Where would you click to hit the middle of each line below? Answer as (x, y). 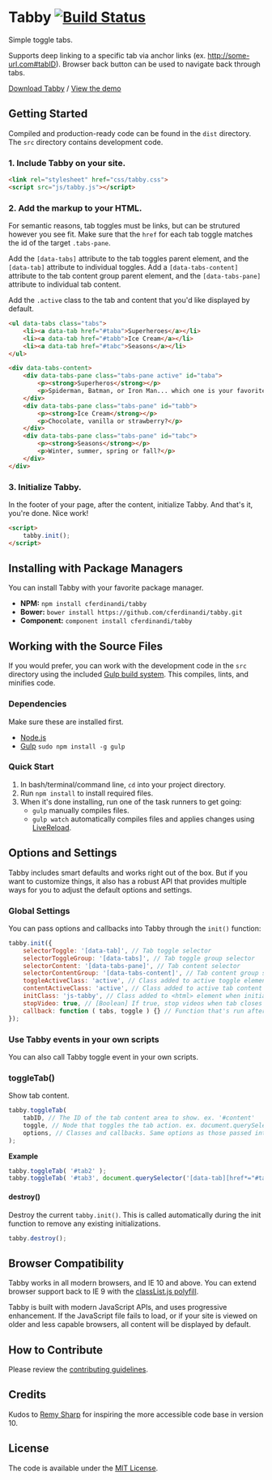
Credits (28, 1395)
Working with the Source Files (86, 646)
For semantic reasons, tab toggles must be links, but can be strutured (124, 226)
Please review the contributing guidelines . (78, 1370)
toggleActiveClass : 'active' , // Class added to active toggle (132, 981)
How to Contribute (56, 1350)
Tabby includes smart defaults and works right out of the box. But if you (128, 872)
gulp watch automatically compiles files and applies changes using (143, 819)
